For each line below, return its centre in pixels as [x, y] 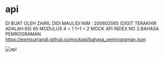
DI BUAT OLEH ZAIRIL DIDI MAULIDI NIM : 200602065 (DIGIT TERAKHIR [81, 23]
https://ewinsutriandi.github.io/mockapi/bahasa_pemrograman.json [76, 39]
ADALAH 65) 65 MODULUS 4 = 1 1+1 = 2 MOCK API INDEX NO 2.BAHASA [82, 28]
